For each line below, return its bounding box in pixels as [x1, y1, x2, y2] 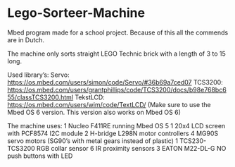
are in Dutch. [7, 35, 44, 44]
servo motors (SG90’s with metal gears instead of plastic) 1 [7, 136, 178, 145]
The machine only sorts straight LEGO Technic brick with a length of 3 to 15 [7, 49, 227, 58]
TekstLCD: [75, 93, 106, 101]
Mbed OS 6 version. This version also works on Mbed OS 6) [7, 108, 182, 116]
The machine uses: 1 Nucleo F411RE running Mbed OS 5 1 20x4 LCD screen [7, 121, 226, 130]
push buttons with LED [7, 151, 73, 160]
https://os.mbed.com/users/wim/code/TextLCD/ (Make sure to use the [7, 100, 211, 109]
